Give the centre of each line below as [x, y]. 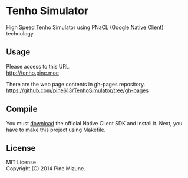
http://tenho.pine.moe [32, 73]
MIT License [21, 162]
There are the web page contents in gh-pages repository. [76, 84]
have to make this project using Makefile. [56, 130]
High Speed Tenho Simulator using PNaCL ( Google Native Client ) [85, 27]
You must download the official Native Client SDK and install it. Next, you [94, 123]
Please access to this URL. [38, 66]
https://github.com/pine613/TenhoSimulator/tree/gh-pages [77, 90]
